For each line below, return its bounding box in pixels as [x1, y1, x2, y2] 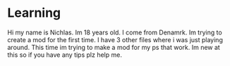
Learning [7, 5, 61, 21]
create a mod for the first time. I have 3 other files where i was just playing [7, 35, 224, 44]
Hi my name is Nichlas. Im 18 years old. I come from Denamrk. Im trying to [7, 28, 222, 37]
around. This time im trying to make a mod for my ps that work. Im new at [7, 43, 220, 51]
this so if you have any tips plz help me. [7, 51, 122, 59]
